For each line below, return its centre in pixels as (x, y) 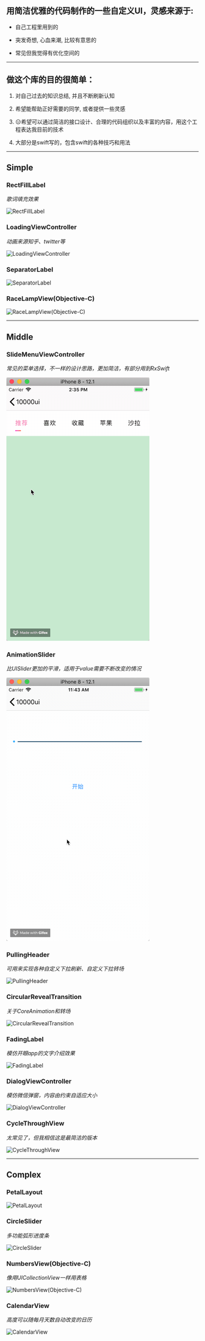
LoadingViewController (42, 227)
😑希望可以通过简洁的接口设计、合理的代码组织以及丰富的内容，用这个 (103, 122)
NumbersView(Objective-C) (49, 1263)
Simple (20, 168)
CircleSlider (24, 1221)
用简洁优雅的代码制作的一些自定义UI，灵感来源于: (100, 11)
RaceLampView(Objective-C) (51, 299)
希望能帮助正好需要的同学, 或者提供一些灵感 (70, 108)
